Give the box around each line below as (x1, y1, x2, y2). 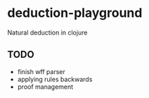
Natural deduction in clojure (7, 28, 88, 37)
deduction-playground (7, 5, 143, 21)
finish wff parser (17, 67, 65, 75)
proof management (17, 82, 74, 91)
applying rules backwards (17, 75, 93, 83)
